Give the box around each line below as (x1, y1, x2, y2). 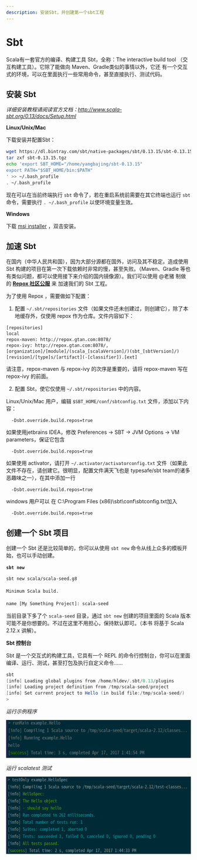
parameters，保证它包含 (6, 436, 65, 443)
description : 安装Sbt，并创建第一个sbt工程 (6, 9, 104, 15)
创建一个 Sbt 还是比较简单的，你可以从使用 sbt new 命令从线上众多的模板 (6, 544, 183, 552)
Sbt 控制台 (6, 639, 32, 646)
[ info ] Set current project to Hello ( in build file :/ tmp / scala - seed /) (6, 690, 185, 696)
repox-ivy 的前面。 (6, 373, 52, 380)
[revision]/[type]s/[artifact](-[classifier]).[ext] (6, 354, 138, 360)
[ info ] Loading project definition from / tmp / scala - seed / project (6, 684, 169, 690)
